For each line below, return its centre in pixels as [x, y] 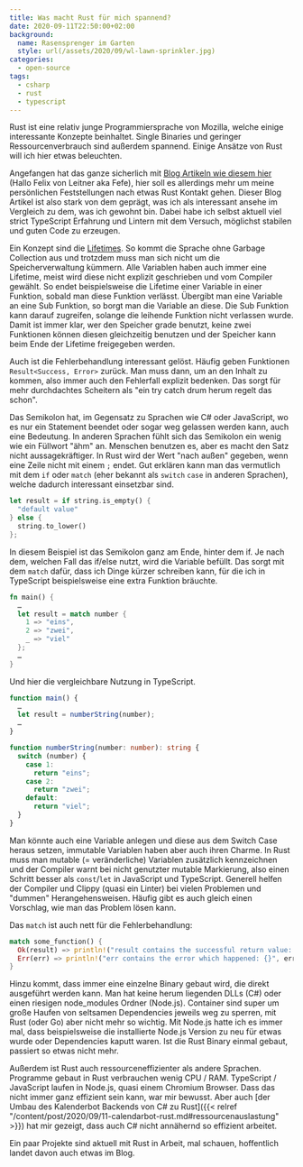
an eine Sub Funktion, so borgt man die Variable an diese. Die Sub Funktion [149, 306]
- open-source [44, 69]
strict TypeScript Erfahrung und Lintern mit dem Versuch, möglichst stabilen [151, 221]
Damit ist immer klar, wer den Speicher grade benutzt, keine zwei [130, 325]
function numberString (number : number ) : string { [105, 748]
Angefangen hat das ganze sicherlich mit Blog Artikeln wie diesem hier [141, 173]
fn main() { [32, 597]
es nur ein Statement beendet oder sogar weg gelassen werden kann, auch [149, 427]
